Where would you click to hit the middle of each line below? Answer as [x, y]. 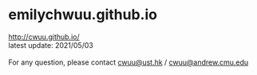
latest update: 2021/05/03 [51, 45]
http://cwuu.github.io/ [44, 37]
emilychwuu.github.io [83, 15]
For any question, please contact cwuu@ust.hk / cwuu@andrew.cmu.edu [128, 62]
